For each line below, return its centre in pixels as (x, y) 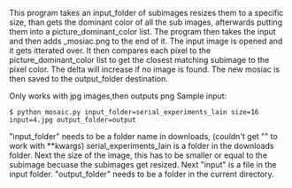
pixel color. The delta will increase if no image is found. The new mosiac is (145, 69)
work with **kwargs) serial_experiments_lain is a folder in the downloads (142, 146)
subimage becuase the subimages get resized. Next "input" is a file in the (143, 164)
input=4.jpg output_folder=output (73, 120)
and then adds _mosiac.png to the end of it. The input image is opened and (146, 41)
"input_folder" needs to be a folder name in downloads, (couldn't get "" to (144, 136)
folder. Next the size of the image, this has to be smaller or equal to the (138, 155)
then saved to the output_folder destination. (88, 78)
